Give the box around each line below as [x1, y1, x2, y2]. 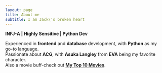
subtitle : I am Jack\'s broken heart [5, 17, 85, 22]
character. [5, 57, 27, 63]
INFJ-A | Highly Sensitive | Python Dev [5, 31, 88, 37]
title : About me [5, 12, 39, 17]
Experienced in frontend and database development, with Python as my [5, 41, 157, 47]
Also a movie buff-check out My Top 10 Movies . [5, 62, 106, 68]
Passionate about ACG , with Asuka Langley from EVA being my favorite [5, 51, 156, 57]
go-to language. [5, 46, 39, 52]
